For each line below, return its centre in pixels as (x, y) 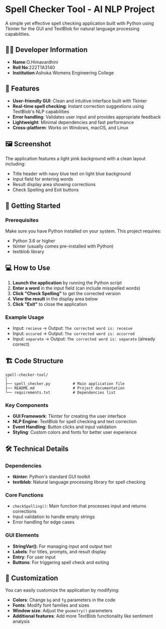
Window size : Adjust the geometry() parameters (62, 611)
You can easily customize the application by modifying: (62, 590)
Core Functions (24, 495)
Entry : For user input (34, 557)
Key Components (27, 405)
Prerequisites (22, 220)
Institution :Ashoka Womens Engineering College (63, 73)
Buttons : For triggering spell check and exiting (61, 562)
